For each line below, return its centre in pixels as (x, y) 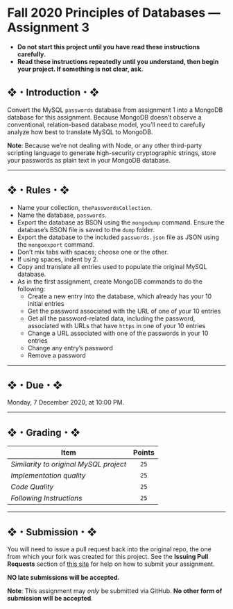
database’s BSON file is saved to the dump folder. (86, 229)
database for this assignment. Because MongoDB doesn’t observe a (105, 117)
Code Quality (32, 487)
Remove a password (57, 355)
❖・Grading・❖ (44, 432)
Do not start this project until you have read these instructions (109, 47)
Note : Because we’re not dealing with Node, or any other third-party (105, 145)
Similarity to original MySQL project (69, 464)
